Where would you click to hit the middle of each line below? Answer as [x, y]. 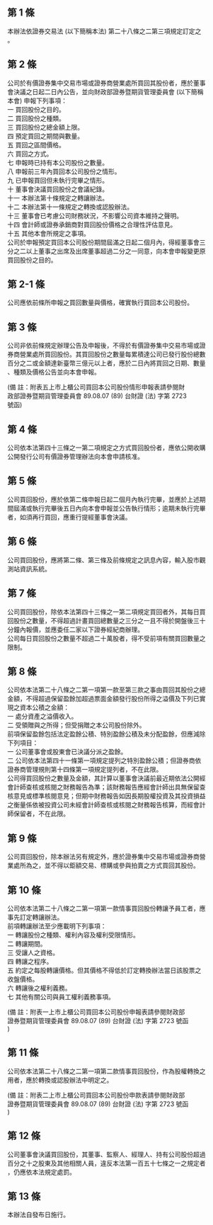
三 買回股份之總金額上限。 [45, 127]
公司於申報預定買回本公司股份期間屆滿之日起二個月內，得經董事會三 [106, 242]
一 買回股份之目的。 [36, 109]
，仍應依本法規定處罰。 [41, 1172]
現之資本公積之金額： [38, 707]
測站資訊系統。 [29, 569]
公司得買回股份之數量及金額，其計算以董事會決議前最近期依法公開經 [106, 778]
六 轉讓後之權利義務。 [39, 988]
